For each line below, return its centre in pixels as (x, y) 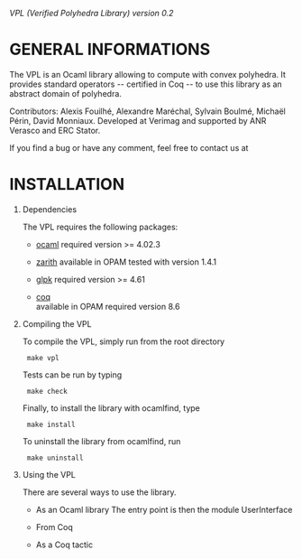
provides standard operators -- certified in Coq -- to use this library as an (146, 84)
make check (47, 391)
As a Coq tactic (64, 545)
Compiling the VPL (57, 323)
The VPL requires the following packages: (100, 227)
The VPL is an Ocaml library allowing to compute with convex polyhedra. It (148, 74)
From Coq (55, 526)
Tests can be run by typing (72, 375)
